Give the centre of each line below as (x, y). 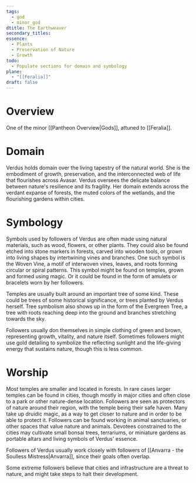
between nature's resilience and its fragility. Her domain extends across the (97, 186)
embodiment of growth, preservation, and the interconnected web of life (93, 174)
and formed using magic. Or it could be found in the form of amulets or (92, 276)
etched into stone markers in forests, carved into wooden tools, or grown (94, 251)
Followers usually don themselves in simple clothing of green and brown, (94, 330)
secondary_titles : (28, 33)
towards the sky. (26, 319)
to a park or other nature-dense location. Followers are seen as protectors (96, 401)
